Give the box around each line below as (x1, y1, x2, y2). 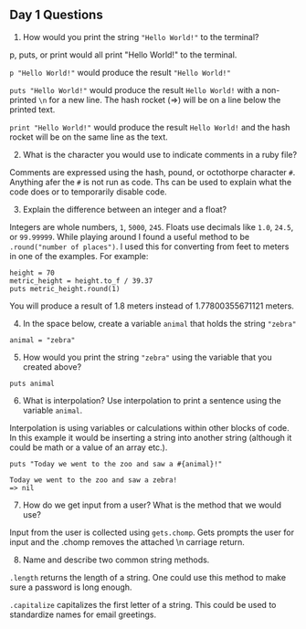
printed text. (9, 104, 56, 115)
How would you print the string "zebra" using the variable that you (22, 351, 272, 362)
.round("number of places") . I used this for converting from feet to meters (9, 241, 290, 252)
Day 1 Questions (9, 7, 103, 23)
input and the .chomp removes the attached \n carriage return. (9, 536, 245, 547)
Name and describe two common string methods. (22, 554, 210, 565)
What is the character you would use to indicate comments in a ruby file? (22, 149, 298, 160)
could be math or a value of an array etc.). (9, 442, 168, 453)
